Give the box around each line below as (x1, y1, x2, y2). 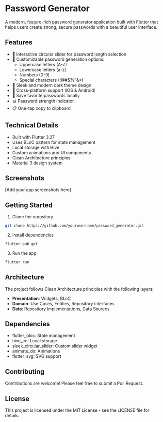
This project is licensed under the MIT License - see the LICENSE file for (5, 407, 149, 413)
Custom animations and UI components (12, 149, 91, 156)
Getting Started (5, 201, 53, 209)
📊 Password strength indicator (12, 98, 74, 104)
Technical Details (5, 121, 59, 129)
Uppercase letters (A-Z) (19, 61, 67, 67)
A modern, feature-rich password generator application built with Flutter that (5, 19, 158, 25)
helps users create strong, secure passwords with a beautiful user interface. (5, 24, 158, 30)
